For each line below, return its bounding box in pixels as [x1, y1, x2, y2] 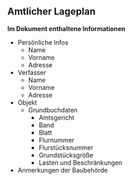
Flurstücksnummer [38, 143, 94, 151]
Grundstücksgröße [38, 151, 94, 159]
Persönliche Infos [17, 38, 68, 47]
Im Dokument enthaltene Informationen [7, 24, 126, 33]
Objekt [17, 98, 37, 107]
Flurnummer [38, 136, 75, 144]
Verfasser [17, 68, 47, 76]
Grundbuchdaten [28, 105, 78, 114]
